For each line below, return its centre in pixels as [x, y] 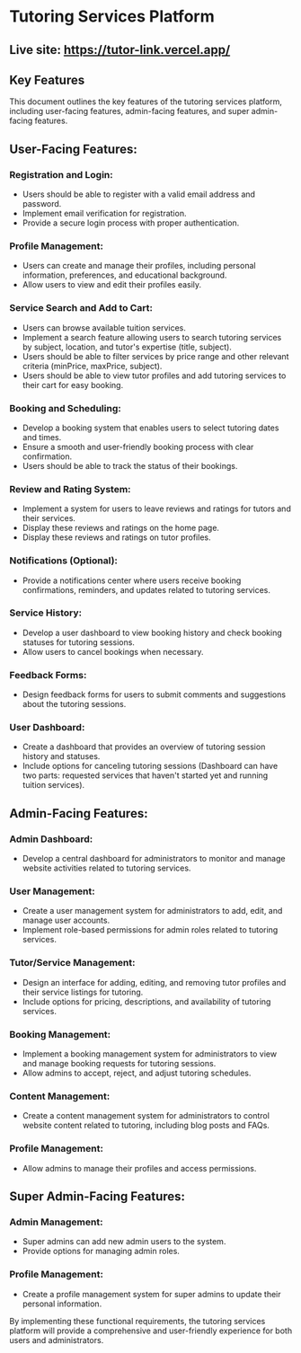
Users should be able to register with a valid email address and [139, 194]
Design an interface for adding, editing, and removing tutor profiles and [154, 982]
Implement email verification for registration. [104, 214]
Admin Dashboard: [51, 839]
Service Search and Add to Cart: [81, 308]
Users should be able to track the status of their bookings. [130, 465]
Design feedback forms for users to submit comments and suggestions [154, 694]
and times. [42, 437]
